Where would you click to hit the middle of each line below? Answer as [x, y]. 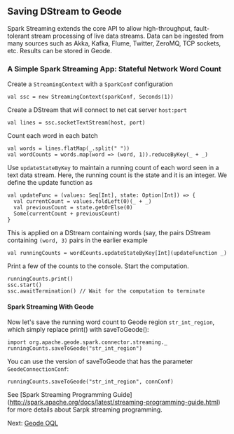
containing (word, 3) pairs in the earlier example [78, 240]
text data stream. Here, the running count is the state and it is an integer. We [117, 175]
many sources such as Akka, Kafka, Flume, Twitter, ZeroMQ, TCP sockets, [114, 43]
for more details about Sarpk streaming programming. [85, 409]
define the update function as [50, 183]
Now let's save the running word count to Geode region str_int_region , [111, 322]
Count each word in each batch [53, 136]
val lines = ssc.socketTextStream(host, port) [76, 123]
